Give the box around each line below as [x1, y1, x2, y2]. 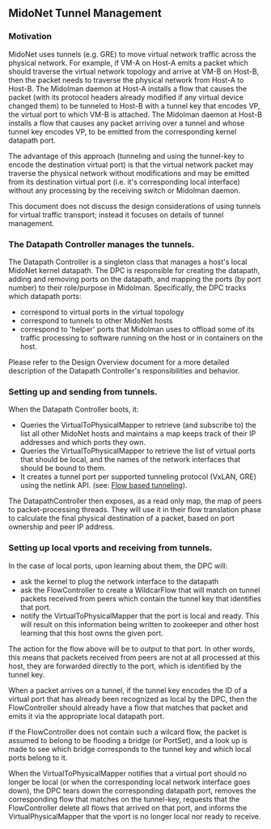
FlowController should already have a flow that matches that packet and [8, 703, 248, 712]
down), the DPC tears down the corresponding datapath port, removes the [8, 785, 256, 795]
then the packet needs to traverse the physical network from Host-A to [8, 75, 244, 84]
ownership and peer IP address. [8, 522, 115, 532]
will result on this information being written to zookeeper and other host [19, 619, 259, 629]
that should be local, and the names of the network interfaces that [19, 455, 241, 464]
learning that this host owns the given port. [19, 628, 163, 638]
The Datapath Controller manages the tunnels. [8, 238, 195, 250]
